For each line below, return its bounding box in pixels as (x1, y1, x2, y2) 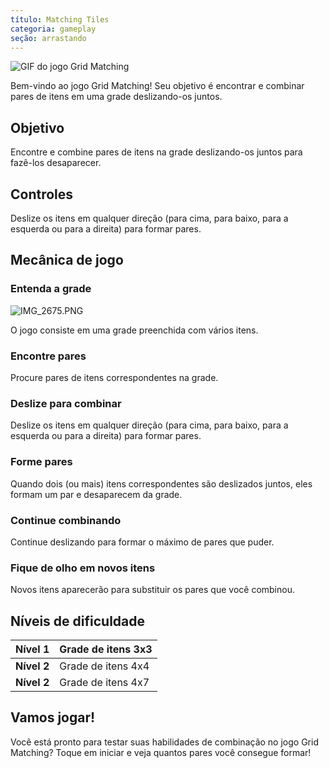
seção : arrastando (10, 33, 87, 43)
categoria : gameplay (10, 24, 97, 34)
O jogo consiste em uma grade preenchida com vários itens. (10, 324, 259, 336)
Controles (10, 186, 74, 203)
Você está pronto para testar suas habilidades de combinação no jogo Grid (10, 736, 319, 748)
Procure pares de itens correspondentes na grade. (10, 371, 219, 383)
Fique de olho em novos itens (10, 561, 156, 575)
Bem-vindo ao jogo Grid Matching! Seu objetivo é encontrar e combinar (10, 80, 305, 92)
